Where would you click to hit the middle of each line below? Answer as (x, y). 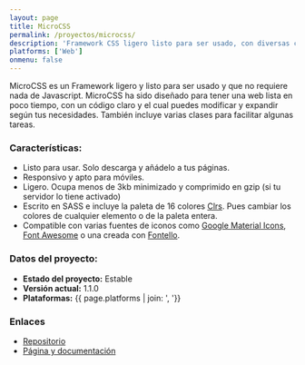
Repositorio (44, 340)
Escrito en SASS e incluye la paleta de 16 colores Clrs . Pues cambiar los (157, 206)
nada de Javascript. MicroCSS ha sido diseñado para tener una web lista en (151, 95)
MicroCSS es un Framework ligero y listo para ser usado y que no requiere (149, 86)
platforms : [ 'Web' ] (46, 52)
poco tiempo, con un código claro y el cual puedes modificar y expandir (144, 105)
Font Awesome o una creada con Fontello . (101, 235)
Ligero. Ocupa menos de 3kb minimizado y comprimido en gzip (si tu (152, 187)
